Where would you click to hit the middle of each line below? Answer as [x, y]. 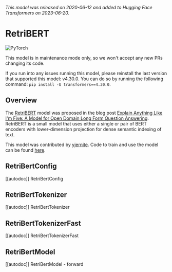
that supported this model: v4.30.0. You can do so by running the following [84, 79]
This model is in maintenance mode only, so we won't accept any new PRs [84, 58]
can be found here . [25, 150]
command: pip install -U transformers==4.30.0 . [58, 84]
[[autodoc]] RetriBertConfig [34, 178]
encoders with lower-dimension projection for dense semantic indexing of [83, 129]
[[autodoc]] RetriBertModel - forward [44, 264]
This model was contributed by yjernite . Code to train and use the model [82, 144]
